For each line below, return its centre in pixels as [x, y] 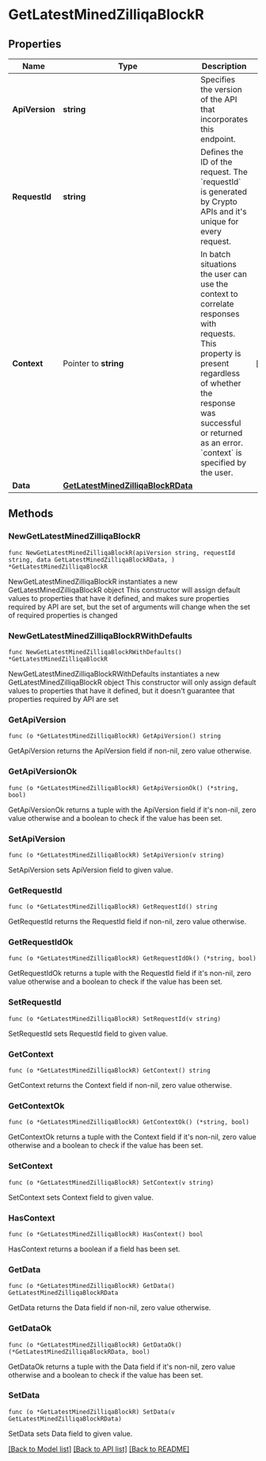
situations [219, 264]
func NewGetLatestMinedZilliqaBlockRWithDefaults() [95, 652]
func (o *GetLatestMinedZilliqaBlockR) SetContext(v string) [111, 1182]
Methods [31, 514]
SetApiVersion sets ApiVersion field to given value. [91, 869]
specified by [224, 463]
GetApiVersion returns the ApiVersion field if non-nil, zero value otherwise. [130, 751]
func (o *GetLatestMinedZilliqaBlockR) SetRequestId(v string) [115, 1019]
